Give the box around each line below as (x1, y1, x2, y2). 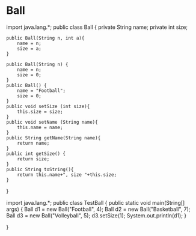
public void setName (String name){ (6, 119, 98, 125)
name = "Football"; (17, 88, 66, 94)
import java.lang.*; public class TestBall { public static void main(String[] (6, 199, 185, 206)
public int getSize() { (6, 151, 66, 157)
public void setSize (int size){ (6, 103, 90, 109)
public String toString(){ (6, 166, 74, 172)
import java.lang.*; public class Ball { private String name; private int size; (6, 23, 188, 31)
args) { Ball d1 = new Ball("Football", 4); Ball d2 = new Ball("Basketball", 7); (6, 205, 191, 213)
